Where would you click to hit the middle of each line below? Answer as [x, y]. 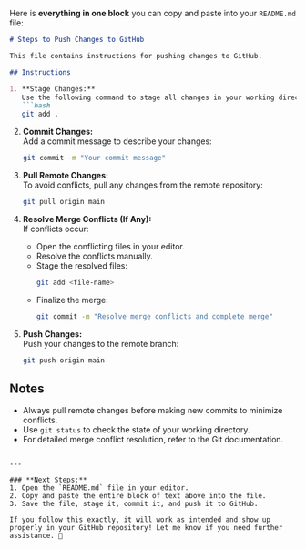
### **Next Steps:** [49, 480]
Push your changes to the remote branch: [101, 343]
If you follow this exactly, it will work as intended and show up [140, 520]
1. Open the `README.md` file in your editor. [99, 488]
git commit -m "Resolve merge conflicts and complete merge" [154, 316]
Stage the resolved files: [82, 265]
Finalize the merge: [72, 300]
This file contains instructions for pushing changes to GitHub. [136, 56]
